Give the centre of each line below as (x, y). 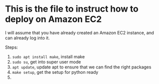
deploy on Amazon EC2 (53, 19)
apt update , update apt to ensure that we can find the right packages (82, 67)
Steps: (11, 47)
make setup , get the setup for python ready (55, 72)
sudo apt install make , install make (48, 56)
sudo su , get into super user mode (46, 62)
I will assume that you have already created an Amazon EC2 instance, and (79, 33)
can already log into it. (27, 38)
